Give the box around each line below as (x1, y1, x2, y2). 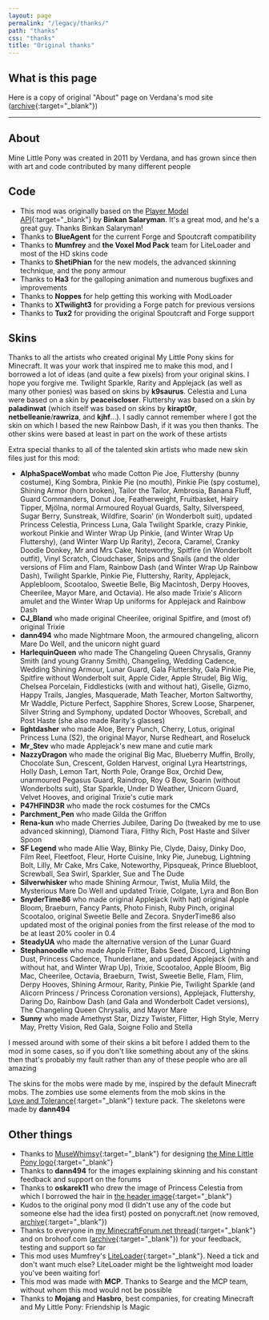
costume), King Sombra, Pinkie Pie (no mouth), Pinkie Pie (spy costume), (19, 478, 260, 487)
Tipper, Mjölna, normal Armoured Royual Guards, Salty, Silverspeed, (19, 503, 245, 513)
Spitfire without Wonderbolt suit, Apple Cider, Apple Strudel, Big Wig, (19, 673, 248, 683)
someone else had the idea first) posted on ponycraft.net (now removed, (19, 1209, 260, 1218)
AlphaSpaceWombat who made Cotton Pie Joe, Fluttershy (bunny (19, 469, 240, 478)
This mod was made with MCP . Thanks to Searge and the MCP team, (19, 1277, 248, 1286)
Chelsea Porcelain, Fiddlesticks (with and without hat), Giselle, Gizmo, (19, 682, 251, 692)
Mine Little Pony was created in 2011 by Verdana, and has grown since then (8, 153, 257, 163)
